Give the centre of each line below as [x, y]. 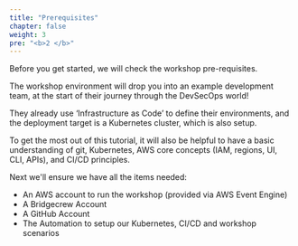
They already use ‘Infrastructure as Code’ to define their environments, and [149, 113]
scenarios [41, 233]
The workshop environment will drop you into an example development [141, 86]
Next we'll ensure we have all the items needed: [98, 177]
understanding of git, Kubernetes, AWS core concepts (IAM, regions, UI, [144, 150]
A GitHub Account [56, 214]
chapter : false [38, 26]
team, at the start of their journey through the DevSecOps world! [129, 96]
